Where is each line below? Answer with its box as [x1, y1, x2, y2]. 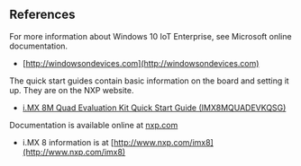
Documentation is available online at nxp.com [9, 119, 178, 130]
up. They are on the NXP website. [9, 84, 134, 95]
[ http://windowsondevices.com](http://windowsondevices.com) [22, 57, 260, 68]
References [9, 7, 76, 22]
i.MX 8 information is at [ [22, 136, 114, 147]
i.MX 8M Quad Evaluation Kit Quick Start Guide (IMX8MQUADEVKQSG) [22, 102, 287, 113]
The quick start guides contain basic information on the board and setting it [9, 75, 290, 86]
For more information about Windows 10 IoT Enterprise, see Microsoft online [9, 31, 292, 41]
